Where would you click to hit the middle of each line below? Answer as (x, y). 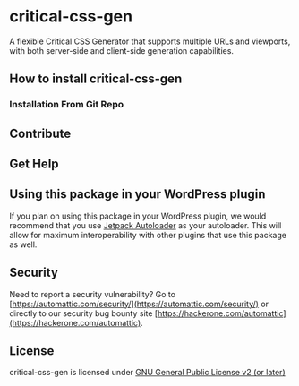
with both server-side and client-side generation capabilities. (122, 50)
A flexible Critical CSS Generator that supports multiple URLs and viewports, (150, 41)
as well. (23, 244)
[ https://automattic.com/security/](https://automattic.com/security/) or (139, 304)
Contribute (40, 133)
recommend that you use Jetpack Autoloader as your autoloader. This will (145, 225)
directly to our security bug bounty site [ (84, 313)
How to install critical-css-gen (96, 79)
